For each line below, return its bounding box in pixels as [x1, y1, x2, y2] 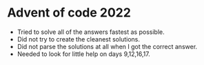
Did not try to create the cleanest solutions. [17, 35, 140, 43]
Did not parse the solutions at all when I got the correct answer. [17, 42, 198, 50]
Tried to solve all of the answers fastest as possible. [17, 28, 165, 36]
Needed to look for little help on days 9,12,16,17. [17, 50, 150, 58]
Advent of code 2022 [7, 5, 131, 21]
